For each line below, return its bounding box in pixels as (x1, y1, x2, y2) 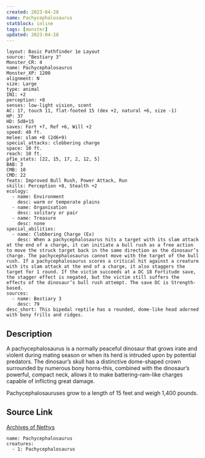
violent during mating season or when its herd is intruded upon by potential (6, 351, 196, 359)
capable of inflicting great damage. (6, 377, 95, 384)
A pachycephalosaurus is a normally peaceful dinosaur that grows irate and (6, 344, 198, 352)
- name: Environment (12, 194, 64, 200)
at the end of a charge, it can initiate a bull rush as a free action (6, 242, 193, 249)
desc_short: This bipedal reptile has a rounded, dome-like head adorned (6, 306, 199, 313)
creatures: (6, 440, 34, 447)
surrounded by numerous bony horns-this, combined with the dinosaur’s (6, 364, 190, 371)
